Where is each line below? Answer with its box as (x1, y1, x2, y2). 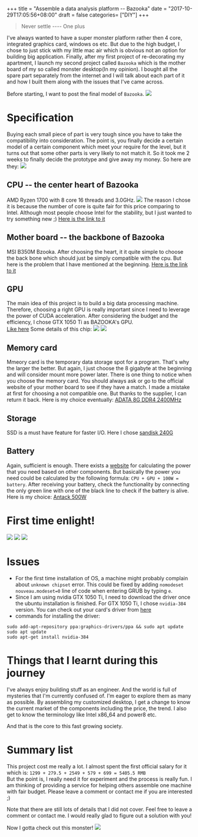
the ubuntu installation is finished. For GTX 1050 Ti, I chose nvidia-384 (15, 600, 186, 607)
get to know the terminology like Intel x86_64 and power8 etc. (6, 711, 157, 718)
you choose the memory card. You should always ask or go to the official (6, 377, 184, 384)
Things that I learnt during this (6, 654, 159, 667)
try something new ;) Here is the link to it (6, 215, 105, 222)
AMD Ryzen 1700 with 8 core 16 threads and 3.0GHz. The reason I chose (6, 196, 191, 203)
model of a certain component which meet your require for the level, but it (6, 143, 186, 150)
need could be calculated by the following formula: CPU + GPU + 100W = (6, 474, 179, 481)
